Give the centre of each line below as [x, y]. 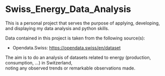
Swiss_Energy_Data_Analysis [68, 9]
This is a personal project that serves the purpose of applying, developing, [82, 23]
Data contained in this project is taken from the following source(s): [75, 38]
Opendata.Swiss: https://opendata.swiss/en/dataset [67, 47]
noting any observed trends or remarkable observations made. [70, 68]
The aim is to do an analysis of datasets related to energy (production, [78, 57]
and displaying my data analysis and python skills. [57, 28]
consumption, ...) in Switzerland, [39, 62]
